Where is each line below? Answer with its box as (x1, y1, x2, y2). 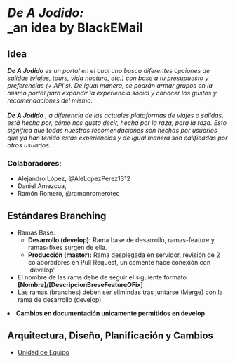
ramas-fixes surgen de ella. (27, 244, 107, 252)
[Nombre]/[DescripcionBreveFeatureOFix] (17, 281, 144, 289)
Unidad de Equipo (17, 348, 70, 356)
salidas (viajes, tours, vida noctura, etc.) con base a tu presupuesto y (7, 74, 209, 82)
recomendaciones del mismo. (7, 96, 93, 105)
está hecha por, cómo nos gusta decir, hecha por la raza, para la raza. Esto (7, 119, 227, 127)
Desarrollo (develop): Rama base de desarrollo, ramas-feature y (27, 236, 215, 244)
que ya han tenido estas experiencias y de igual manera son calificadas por (7, 133, 228, 142)
